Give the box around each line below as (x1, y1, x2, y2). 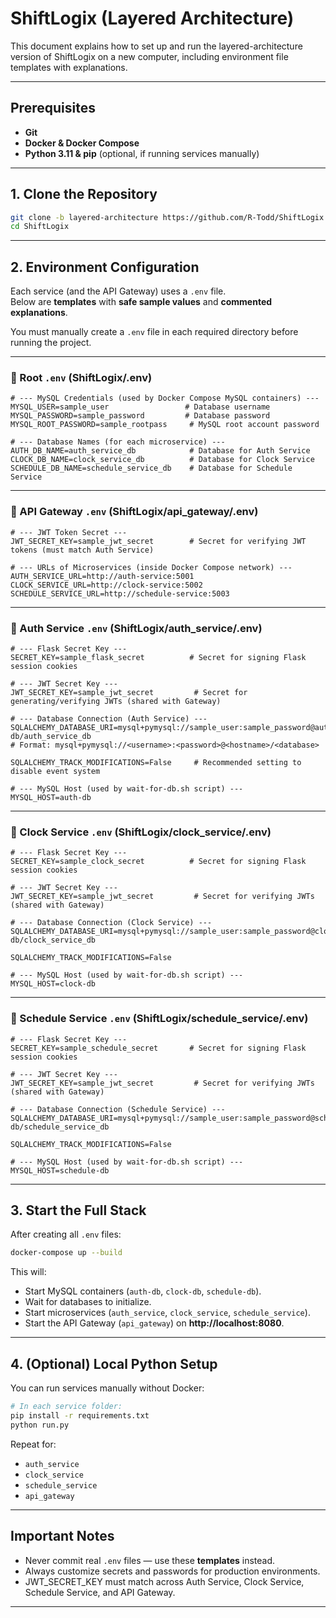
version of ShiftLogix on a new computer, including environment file (10, 50, 289, 62)
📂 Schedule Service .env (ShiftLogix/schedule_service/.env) (10, 1012, 309, 1026)
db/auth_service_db (10, 732, 92, 742)
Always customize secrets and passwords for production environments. (24, 1565, 321, 1577)
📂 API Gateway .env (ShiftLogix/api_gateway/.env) (10, 505, 259, 519)
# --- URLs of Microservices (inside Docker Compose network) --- (10, 562, 293, 572)
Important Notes (10, 1528, 115, 1545)
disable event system (10, 767, 101, 777)
